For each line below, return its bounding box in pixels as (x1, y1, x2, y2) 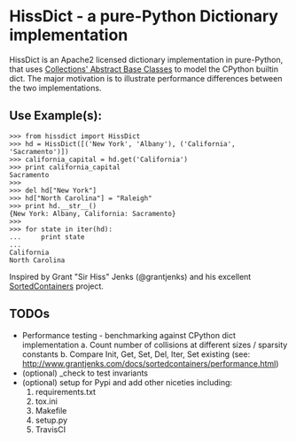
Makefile (35, 405, 67, 415)
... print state (9, 232, 86, 241)
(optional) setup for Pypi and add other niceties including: (21, 376, 233, 387)
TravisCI (35, 423, 66, 435)
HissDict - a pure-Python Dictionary (9, 6, 279, 27)
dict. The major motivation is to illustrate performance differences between (9, 73, 283, 83)
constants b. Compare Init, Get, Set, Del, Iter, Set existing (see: (21, 348, 251, 360)
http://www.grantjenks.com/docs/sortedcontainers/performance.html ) (21, 358, 279, 368)
